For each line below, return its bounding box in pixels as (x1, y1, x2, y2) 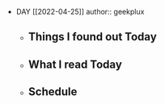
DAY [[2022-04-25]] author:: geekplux (15, 7, 145, 16)
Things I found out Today (27, 30, 158, 44)
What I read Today (27, 57, 123, 71)
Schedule (27, 85, 78, 99)
